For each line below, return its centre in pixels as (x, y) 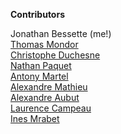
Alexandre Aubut (45, 97)
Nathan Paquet (41, 65)
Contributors (38, 14)
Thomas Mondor (44, 44)
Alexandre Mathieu (49, 87)
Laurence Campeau (51, 108)
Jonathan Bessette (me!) (61, 33)
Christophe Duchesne (55, 55)
